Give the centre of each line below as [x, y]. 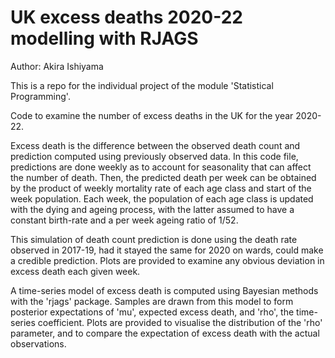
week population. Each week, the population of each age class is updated [162, 198]
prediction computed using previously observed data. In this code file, [154, 156]
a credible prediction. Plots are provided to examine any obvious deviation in [167, 260]
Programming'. [40, 96]
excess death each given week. [75, 271]
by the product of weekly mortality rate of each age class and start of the [161, 188]
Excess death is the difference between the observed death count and [155, 145]
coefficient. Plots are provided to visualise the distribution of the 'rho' [180, 322]
